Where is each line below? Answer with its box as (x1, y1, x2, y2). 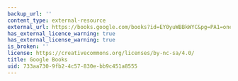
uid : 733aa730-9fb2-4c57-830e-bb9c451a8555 (7, 63, 138, 70)
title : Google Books (7, 56, 69, 63)
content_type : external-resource (7, 17, 106, 24)
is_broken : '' (7, 43, 50, 50)
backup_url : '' (7, 10, 52, 18)
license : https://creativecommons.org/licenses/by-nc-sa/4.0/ (7, 50, 195, 57)
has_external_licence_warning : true (7, 30, 115, 37)
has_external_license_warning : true (7, 37, 115, 44)
